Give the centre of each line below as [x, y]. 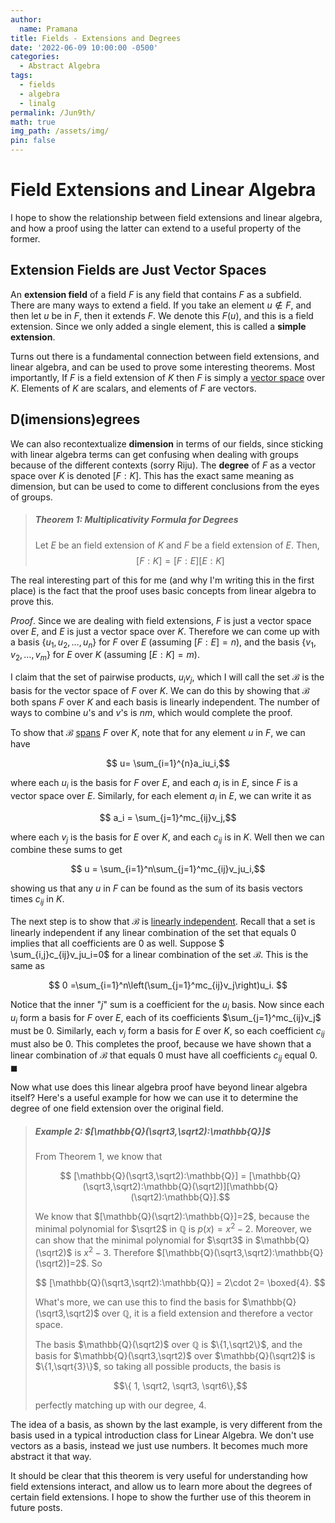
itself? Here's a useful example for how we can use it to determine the [154, 1098]
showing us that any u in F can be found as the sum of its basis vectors [156, 888]
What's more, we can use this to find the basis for [137, 1302]
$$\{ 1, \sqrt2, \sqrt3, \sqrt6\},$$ [180, 1385]
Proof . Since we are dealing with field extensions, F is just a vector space [161, 620]
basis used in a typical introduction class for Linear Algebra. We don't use [162, 1435]
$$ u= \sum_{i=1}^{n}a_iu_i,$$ [168, 763]
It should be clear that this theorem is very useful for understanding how [159, 1475]
